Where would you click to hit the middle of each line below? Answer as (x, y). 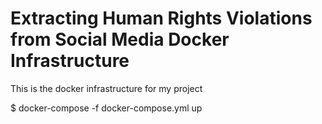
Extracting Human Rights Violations (161, 18)
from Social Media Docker (120, 39)
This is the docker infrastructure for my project (106, 88)
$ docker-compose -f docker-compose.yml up (106, 108)
